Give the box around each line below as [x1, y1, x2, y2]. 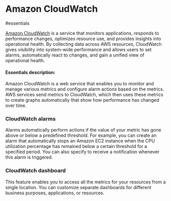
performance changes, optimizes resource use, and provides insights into [5, 35, 161, 42]
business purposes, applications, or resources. [5, 190, 105, 196]
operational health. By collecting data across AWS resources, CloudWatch [5, 41, 162, 47]
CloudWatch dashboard [5, 167, 66, 174]
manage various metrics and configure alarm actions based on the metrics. [5, 86, 164, 93]
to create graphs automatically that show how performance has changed [5, 97, 159, 103]
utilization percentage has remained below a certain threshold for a [5, 143, 147, 150]
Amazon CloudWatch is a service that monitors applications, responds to [5, 30, 159, 36]
